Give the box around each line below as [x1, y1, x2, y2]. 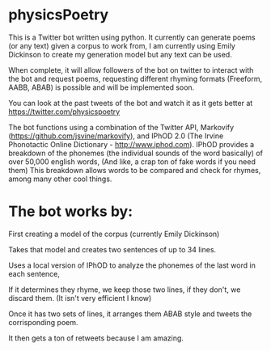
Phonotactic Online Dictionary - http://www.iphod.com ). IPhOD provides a [8, 139, 255, 149]
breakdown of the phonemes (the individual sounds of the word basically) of [8, 148, 263, 158]
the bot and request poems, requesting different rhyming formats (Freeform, [8, 74, 263, 83]
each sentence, [8, 269, 61, 278]
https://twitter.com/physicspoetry [8, 107, 121, 116]
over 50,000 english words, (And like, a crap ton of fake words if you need [8, 156, 256, 167]
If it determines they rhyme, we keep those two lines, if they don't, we [8, 285, 241, 294]
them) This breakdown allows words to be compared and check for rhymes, [8, 165, 261, 175]
